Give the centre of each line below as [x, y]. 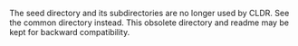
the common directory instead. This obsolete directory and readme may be [149, 23]
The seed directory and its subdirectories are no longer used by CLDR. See [149, 13]
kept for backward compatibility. [70, 32]
